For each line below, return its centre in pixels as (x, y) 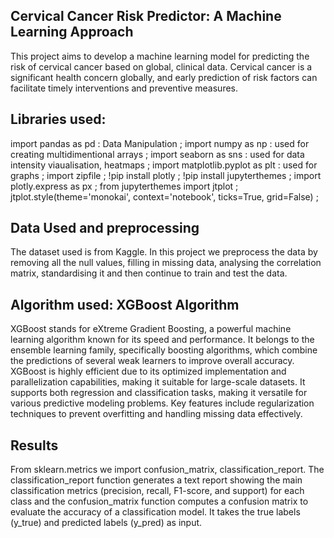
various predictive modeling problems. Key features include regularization (162, 403)
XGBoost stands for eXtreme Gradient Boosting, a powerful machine (151, 329)
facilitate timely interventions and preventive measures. (124, 88)
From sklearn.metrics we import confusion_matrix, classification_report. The (167, 470)
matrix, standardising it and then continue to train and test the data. (149, 273)
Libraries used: (58, 119)
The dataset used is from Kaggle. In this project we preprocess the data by (164, 252)
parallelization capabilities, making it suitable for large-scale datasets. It (158, 382)
